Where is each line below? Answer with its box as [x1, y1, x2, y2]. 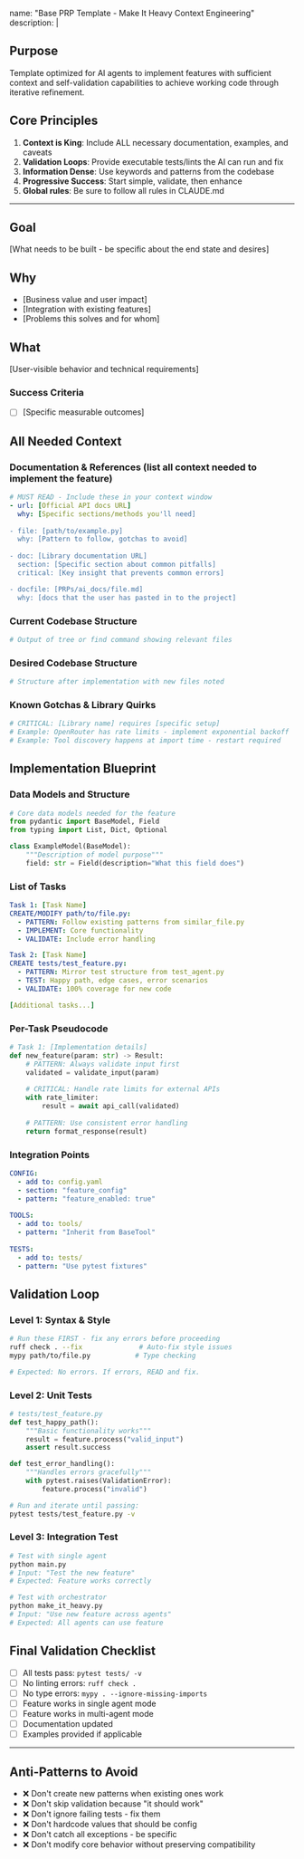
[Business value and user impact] [22, 294, 147, 305]
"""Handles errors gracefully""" [25, 1468, 152, 1477]
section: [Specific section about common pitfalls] [17, 561, 217, 570]
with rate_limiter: [25, 1093, 100, 1103]
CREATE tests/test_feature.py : [9, 959, 128, 968]
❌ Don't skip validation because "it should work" [22, 1797, 204, 1809]
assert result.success [25, 1443, 111, 1452]
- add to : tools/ [17, 1220, 83, 1229]
